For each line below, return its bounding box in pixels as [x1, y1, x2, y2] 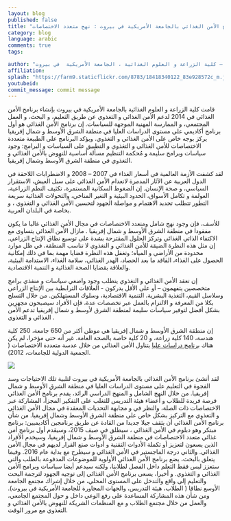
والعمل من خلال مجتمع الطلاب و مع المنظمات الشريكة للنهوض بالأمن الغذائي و [8, 499, 207, 507]
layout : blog [8, 10, 45, 17]
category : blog [8, 29, 51, 36]
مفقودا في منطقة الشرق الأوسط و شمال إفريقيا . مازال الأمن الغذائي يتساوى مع [8, 227, 211, 235]
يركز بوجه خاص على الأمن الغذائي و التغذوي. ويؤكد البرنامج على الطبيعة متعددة [8, 135, 208, 143]
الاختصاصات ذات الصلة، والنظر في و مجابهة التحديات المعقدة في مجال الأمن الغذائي [8, 403, 221, 412]
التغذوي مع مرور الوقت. [8, 506, 68, 514]
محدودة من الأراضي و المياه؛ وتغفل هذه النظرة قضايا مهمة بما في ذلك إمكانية [8, 249, 204, 257]
